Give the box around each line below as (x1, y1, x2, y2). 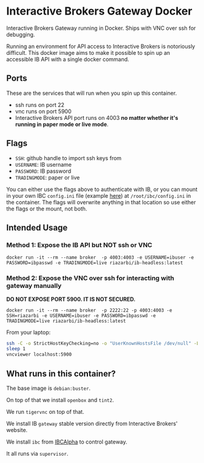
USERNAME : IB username (15, 161, 72, 168)
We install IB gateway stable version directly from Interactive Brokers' (6, 420, 178, 427)
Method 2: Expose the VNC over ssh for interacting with (6, 274, 174, 282)
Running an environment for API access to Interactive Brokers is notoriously (6, 43, 195, 50)
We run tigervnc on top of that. (6, 408, 84, 415)
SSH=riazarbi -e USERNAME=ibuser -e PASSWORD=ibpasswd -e (6, 312, 156, 319)
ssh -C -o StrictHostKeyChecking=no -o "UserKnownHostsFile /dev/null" (6, 340, 191, 346)
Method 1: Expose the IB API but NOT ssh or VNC (6, 240, 153, 249)
